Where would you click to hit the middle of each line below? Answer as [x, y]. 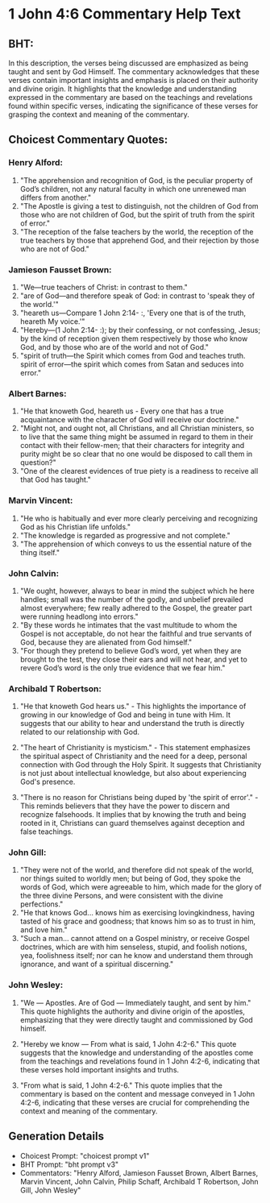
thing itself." [40, 552]
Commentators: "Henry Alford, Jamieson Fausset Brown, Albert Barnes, [139, 1172]
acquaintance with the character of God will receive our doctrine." [129, 420]
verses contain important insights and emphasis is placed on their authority [133, 80]
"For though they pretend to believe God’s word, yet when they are [131, 650]
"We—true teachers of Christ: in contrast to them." [104, 287]
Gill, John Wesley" [50, 1190]
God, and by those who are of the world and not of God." [114, 346]
